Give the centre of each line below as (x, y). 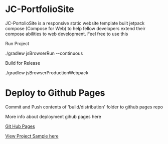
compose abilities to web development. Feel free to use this (67, 34)
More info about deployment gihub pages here (53, 116)
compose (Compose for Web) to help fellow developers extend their (75, 28)
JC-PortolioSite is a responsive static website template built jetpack (75, 23)
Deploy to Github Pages (55, 93)
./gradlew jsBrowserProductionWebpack (47, 73)
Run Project (17, 43)
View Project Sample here (32, 136)
